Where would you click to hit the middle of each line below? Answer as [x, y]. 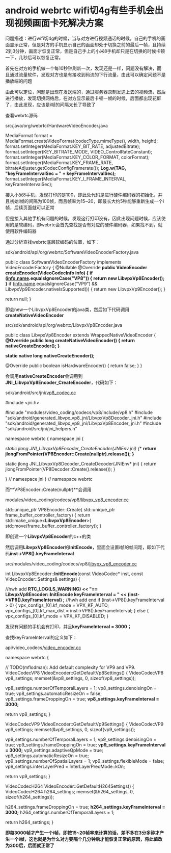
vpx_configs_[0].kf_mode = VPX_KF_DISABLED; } [57, 616]
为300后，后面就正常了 [30, 845]
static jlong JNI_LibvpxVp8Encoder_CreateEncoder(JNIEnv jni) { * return [81, 448]
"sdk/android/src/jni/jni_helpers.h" [41, 428]
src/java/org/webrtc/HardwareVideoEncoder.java [57, 125]
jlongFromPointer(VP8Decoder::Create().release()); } [60, 469]
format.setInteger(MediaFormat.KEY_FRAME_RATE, [59, 162]
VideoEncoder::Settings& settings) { [43, 579]
